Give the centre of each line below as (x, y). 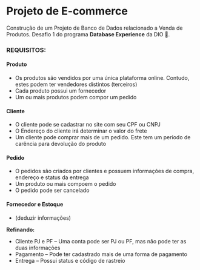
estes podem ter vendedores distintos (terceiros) (76, 84)
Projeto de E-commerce (67, 11)
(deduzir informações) (43, 218)
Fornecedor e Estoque (35, 205)
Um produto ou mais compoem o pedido (65, 184)
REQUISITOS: (26, 50)
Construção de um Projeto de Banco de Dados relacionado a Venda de (95, 28)
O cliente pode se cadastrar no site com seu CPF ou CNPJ (88, 125)
